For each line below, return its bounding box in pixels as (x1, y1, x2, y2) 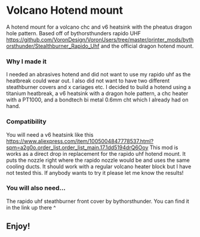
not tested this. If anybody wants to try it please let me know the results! (6, 169, 184, 176)
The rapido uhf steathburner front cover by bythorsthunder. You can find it (6, 198, 189, 205)
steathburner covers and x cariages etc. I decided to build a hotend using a (6, 84, 191, 91)
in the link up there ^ (6, 204, 56, 211)
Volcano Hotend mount (6, 4, 124, 17)
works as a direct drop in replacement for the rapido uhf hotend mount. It (6, 150, 186, 157)
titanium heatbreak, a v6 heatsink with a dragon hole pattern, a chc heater (6, 90, 189, 97)
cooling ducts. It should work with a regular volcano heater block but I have (6, 162, 192, 170)
